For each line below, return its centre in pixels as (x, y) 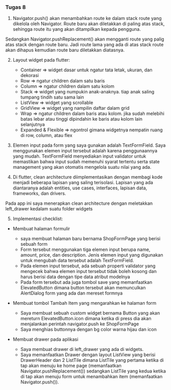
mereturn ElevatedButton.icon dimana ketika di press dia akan (86, 319)
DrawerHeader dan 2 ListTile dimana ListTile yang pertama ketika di (92, 360)
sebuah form (34, 244)
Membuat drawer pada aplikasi (45, 339)
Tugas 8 (16, 7)
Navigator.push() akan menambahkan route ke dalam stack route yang (87, 18)
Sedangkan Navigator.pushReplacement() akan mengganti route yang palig (85, 39)
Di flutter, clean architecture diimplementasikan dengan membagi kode (88, 177)
